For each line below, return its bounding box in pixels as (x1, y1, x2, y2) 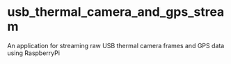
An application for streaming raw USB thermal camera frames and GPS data (7, 41, 225, 50)
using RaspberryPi (7, 49, 61, 57)
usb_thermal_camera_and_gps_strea (7, 4, 225, 20)
